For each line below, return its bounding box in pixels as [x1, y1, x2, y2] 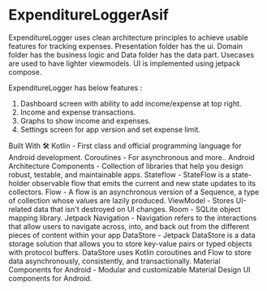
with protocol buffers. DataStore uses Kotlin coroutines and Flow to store [8, 247, 252, 257]
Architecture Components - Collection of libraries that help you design [8, 161, 243, 171]
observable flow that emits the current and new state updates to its [32, 178, 256, 188]
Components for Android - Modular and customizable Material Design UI [8, 264, 251, 274]
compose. [8, 67, 42, 76]
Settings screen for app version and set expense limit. [19, 124, 201, 134]
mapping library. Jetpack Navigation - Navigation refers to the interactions [8, 213, 257, 223]
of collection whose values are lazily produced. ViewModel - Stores [8, 195, 235, 205]
